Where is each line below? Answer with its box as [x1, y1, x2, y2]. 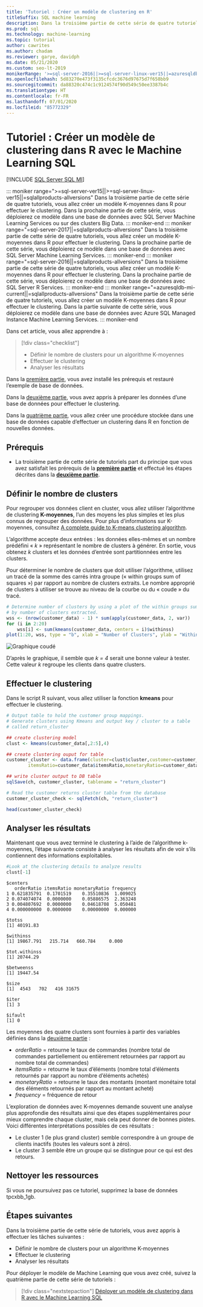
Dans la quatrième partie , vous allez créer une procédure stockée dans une [6, 412, 194, 419]
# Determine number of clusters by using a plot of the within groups [6, 604, 188, 610]
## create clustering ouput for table [6, 751, 104, 757]
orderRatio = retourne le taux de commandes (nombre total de [14, 1046, 170, 1054]
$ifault [6, 1012, 26, 1018]
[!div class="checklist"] [21, 339, 80, 347]
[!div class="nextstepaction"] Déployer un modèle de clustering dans [21, 1287, 193, 1294]
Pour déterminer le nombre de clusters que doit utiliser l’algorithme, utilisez [6, 567, 193, 574]
